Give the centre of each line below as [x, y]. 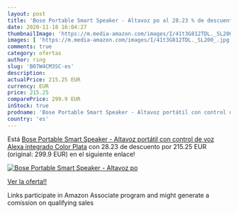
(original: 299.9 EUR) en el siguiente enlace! [72, 154]
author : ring [27, 60]
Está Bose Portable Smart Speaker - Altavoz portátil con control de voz [111, 139]
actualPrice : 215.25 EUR [44, 79]
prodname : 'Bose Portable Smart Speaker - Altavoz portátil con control [117, 112]
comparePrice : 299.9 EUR [44, 100]
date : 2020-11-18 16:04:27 [47, 27]
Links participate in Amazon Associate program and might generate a [108, 195]
